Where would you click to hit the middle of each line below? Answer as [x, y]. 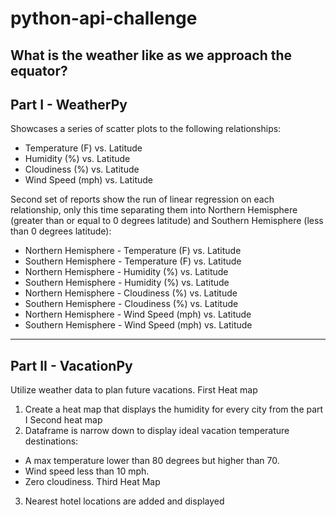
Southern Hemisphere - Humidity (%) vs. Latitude [127, 283]
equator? [39, 70]
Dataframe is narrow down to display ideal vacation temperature [157, 431]
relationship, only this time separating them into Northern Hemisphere [154, 210]
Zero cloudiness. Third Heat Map [92, 482]
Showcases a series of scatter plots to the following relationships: [146, 129]
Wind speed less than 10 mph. [87, 471]
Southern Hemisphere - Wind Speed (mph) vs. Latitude [138, 325]
